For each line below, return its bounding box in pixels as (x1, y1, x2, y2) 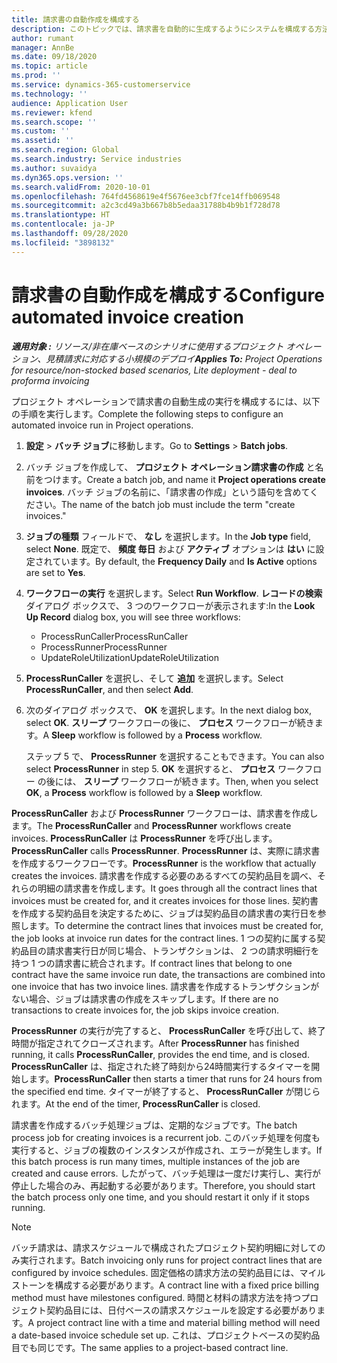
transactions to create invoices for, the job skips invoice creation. (11, 1004, 279, 1016)
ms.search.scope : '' (11, 117, 98, 127)
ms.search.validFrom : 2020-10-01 (11, 182, 151, 192)
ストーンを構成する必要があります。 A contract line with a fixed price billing (11, 1279, 320, 1291)
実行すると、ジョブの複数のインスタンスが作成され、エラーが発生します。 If (11, 1144, 323, 1156)
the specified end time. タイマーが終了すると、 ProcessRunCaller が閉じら (11, 1085, 321, 1097)
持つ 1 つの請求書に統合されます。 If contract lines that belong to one (11, 957, 293, 969)
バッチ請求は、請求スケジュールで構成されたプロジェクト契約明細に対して (11, 1241, 318, 1253)
